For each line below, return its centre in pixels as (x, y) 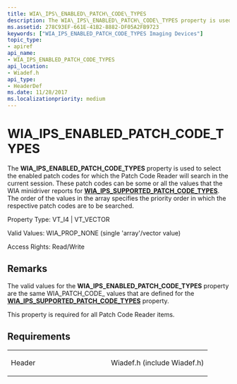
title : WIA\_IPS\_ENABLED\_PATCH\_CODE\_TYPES (77, 14)
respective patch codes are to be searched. (71, 206)
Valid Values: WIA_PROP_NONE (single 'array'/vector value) (94, 233)
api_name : (22, 54)
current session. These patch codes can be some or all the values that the (115, 183)
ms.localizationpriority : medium (56, 99)
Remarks (28, 269)
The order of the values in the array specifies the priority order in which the (117, 198)
